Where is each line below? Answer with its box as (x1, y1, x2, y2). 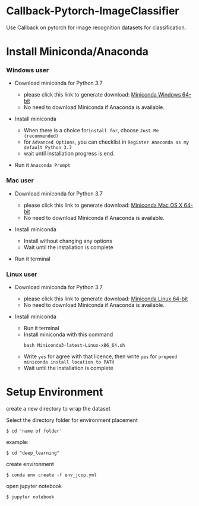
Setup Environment (6, 386, 103, 399)
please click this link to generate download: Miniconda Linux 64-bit (23, 295, 188, 302)
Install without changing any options (23, 237, 113, 244)
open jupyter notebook (6, 482, 62, 489)
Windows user (6, 66, 49, 74)
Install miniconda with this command (23, 331, 113, 338)
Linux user (6, 270, 37, 278)
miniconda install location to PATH (23, 359, 115, 365)
